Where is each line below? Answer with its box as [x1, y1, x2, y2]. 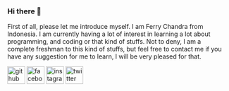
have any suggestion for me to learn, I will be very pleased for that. [7, 52, 202, 61]
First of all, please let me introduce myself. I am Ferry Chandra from [7, 23, 204, 31]
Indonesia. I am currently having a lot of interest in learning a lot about [7, 30, 211, 38]
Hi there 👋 [7, 6, 42, 16]
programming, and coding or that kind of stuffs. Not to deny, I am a [7, 37, 202, 46]
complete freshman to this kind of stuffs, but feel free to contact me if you [7, 45, 222, 54]
